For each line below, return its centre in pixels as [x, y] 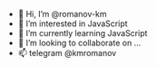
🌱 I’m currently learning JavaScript [83, 33]
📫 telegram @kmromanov [67, 53]
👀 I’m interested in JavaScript [73, 24]
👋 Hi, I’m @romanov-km [62, 14]
